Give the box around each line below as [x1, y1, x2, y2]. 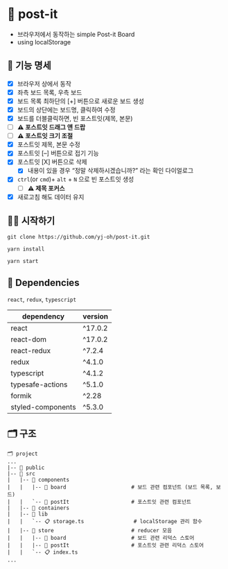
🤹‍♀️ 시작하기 [7, 215, 55, 227]
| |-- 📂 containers [7, 504, 70, 512]
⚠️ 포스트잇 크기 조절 [17, 132, 73, 140]
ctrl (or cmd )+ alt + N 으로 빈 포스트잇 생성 [17, 175, 134, 183]
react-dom [10, 334, 47, 344]
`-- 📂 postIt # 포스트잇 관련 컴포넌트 [32, 499, 192, 506]
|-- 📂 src [7, 470, 36, 477]
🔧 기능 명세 [7, 60, 52, 71]
